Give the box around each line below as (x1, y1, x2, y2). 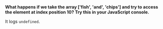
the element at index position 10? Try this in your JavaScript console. (5, 9, 149, 15)
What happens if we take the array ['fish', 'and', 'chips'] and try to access (5, 4, 159, 10)
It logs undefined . (5, 19, 40, 24)
